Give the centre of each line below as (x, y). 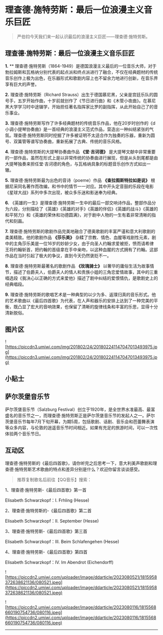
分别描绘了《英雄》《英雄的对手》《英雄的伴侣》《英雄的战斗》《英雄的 (90, 209)
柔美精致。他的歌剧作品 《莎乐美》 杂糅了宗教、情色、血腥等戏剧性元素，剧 (81, 237)
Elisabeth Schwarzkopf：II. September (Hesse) (52, 521)
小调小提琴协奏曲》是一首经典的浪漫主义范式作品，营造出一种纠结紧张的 (77, 129)
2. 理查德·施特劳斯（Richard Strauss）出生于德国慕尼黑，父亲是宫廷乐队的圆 (81, 94)
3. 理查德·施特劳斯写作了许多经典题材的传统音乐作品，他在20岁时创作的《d (80, 123)
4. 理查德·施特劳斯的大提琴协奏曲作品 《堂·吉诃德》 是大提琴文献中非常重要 (81, 152)
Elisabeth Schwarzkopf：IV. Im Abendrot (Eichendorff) (59, 562)
